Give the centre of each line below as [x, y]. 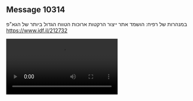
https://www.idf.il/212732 [37, 30]
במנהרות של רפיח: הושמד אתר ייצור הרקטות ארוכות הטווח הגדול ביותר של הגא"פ [97, 24]
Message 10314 [36, 10]
